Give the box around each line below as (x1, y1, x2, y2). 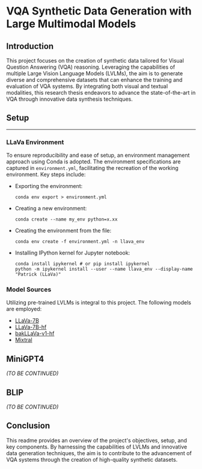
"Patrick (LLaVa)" (14, 271, 61, 278)
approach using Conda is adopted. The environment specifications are (6, 158, 181, 165)
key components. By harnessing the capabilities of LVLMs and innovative (6, 443, 188, 450)
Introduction (6, 41, 54, 51)
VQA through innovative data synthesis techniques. (6, 95, 133, 102)
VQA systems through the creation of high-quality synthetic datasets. (6, 456, 178, 463)
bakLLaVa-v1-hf (14, 330, 55, 337)
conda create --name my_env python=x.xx (14, 216, 118, 222)
